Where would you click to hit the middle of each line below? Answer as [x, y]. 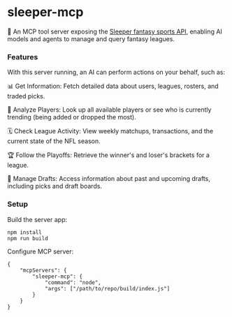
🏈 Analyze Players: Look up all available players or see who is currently [109, 110]
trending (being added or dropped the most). [72, 117]
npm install [24, 232]
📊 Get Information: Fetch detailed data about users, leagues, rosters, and [113, 86]
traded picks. [26, 96]
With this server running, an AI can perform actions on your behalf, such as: [116, 72]
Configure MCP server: [41, 251]
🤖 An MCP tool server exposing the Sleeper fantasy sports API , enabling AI [115, 31]
